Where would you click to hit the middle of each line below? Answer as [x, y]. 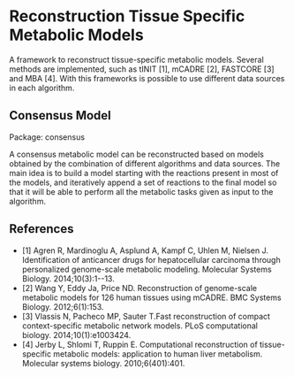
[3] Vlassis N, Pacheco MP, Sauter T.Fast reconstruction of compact [146, 316]
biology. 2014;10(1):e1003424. [76, 335]
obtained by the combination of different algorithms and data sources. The [145, 163]
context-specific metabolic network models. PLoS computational [140, 326]
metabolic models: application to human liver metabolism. [158, 354]
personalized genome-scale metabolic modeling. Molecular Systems [147, 269]
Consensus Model [60, 115]
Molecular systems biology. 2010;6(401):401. [103, 363]
